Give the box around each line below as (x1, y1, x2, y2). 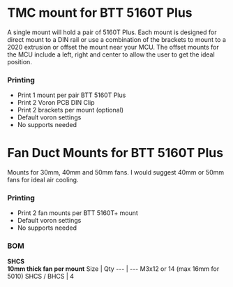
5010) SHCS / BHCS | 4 (7, 272, 75, 280)
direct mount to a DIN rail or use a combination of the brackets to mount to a (7, 35, 227, 43)
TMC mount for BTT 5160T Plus (7, 5, 193, 21)
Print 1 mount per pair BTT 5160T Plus (17, 91, 126, 99)
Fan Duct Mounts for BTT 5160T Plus (7, 145, 224, 161)
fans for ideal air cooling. (7, 176, 79, 184)
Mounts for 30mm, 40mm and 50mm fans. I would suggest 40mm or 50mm (7, 168, 225, 177)
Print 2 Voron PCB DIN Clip (17, 98, 95, 107)
